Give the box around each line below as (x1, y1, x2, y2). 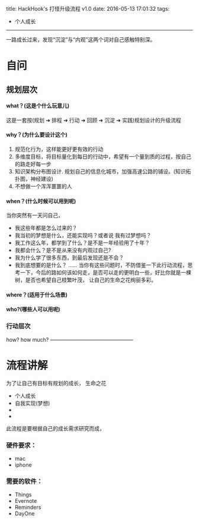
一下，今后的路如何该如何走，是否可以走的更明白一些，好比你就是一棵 (20, 269, 191, 276)
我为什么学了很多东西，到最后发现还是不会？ (14, 254, 124, 261)
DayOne (14, 510, 35, 517)
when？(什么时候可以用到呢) (6, 197, 76, 204)
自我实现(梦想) (14, 399, 50, 407)
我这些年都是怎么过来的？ (14, 225, 78, 232)
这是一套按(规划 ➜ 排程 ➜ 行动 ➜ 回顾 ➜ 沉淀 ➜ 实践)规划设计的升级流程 (6, 116, 182, 124)
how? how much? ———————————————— (6, 336, 133, 343)
